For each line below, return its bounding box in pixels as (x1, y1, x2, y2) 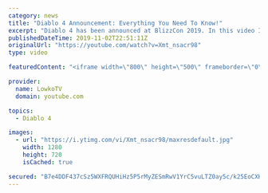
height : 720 (22, 151, 62, 159)
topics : (8, 107, 34, 115)
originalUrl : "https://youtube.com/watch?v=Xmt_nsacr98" (8, 41, 202, 49)
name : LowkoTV (15, 85, 62, 93)
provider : (8, 77, 41, 85)
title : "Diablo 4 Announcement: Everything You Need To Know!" (8, 19, 223, 27)
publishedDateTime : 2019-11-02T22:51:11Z (8, 33, 148, 42)
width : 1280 (22, 144, 62, 152)
